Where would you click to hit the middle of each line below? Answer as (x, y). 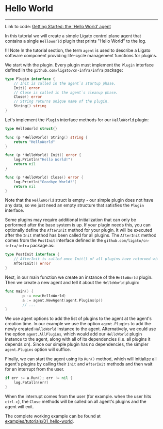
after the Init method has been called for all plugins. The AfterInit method (81, 235)
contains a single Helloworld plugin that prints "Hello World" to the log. (76, 41)
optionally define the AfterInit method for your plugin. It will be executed (79, 230)
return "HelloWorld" (34, 142)
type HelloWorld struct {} (31, 128)
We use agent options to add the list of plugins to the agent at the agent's (78, 318)
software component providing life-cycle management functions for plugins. (81, 55)
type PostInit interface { (32, 254)
